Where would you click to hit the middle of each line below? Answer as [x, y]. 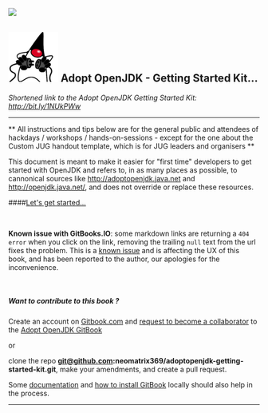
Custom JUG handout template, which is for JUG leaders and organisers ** [132, 146]
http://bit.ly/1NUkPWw [45, 106]
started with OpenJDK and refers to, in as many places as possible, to [123, 170]
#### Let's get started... [47, 202]
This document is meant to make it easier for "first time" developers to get [130, 161]
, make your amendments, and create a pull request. [141, 369]
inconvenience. [33, 267]
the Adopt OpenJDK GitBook [55, 330]
